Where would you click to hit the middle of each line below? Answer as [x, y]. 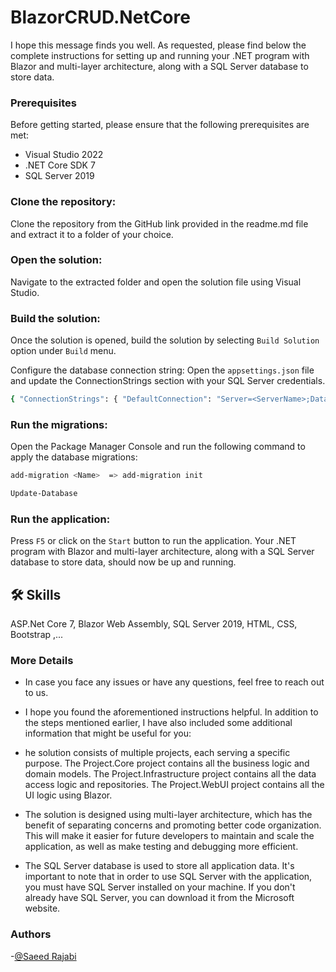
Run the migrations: [59, 424]
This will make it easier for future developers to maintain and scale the [169, 836]
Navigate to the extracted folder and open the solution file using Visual [156, 282]
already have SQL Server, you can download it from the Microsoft [159, 898]
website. [42, 908]
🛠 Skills [36, 594]
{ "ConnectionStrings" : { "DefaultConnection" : [111, 399]
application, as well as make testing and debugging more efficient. [161, 847]
